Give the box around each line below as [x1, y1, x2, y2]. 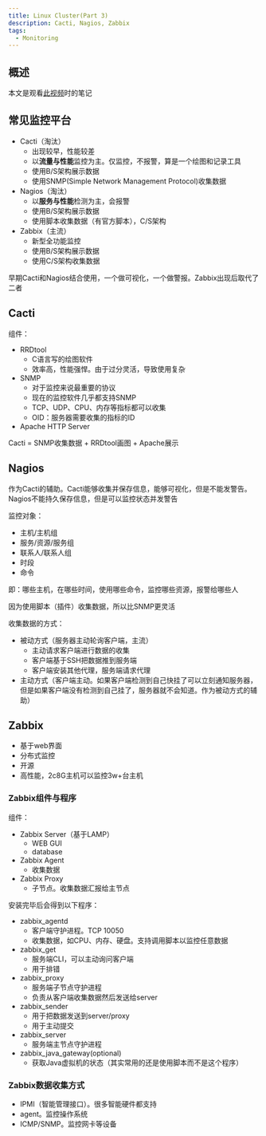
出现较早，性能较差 [31, 146, 96, 156]
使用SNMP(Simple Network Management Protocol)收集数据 [31, 176, 227, 186]
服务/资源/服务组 [19, 538, 74, 547]
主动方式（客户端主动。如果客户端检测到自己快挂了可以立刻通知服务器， [19, 675, 257, 684]
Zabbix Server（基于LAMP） [19, 829, 114, 838]
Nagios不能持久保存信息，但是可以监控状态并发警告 [8, 494, 178, 503]
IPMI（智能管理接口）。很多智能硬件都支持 [19, 1099, 157, 1109]
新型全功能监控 [31, 236, 81, 246]
